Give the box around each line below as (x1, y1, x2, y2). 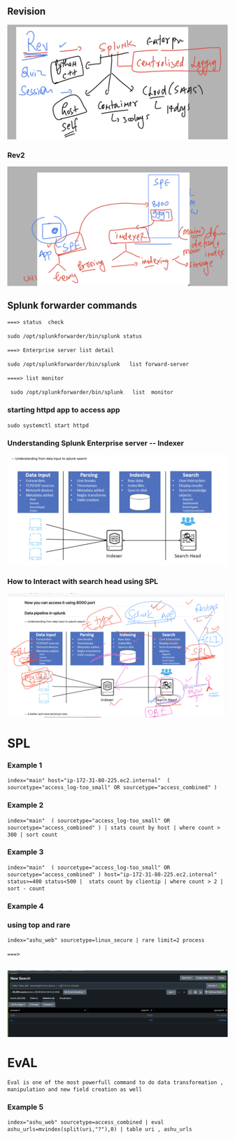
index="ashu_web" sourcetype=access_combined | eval (7, 1118, 164, 1126)
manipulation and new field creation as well (7, 1085, 142, 1093)
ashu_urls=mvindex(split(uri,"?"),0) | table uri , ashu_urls (7, 1125, 192, 1133)
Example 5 (7, 1102, 44, 1112)
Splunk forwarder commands (7, 300, 138, 312)
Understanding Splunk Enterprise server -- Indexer (7, 438, 184, 447)
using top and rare (7, 920, 71, 930)
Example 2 (7, 800, 44, 810)
